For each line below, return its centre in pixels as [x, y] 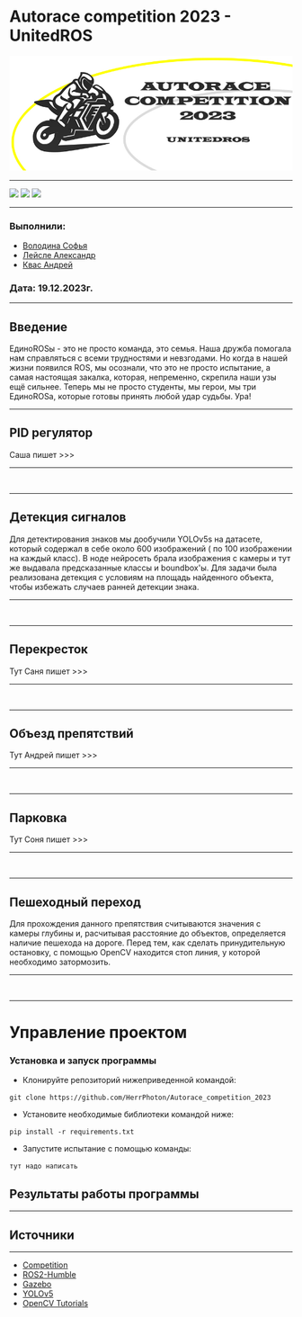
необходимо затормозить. [60, 962]
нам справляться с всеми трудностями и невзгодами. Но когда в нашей [149, 358]
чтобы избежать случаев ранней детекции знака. [104, 587]
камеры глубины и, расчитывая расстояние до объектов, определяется [147, 933]
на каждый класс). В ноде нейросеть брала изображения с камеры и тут [150, 558]
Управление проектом [98, 1033]
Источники [42, 1235]
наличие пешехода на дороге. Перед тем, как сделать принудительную [147, 943]
